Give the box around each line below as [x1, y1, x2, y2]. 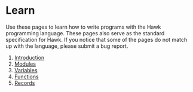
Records [14, 79, 35, 87]
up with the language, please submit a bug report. [5, 42, 128, 50]
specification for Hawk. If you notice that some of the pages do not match [5, 36, 188, 43]
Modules [14, 60, 36, 68]
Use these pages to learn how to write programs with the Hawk [5, 23, 161, 30]
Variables [14, 66, 38, 73]
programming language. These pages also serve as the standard [5, 29, 165, 36]
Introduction [14, 54, 45, 61]
